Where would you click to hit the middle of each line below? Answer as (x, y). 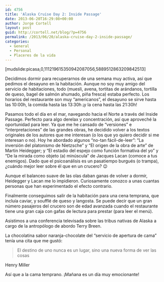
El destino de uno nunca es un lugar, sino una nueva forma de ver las (87, 250)
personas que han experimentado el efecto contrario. (59, 186)
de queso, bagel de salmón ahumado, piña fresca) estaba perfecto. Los (77, 94)
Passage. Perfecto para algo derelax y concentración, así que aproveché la (81, 119)
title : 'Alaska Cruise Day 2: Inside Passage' (53, 14)
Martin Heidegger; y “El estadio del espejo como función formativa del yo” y (82, 151)
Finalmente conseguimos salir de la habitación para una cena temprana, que (82, 196)
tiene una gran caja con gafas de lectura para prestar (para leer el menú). (79, 211)
